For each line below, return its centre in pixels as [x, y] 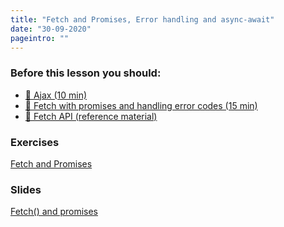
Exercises [35, 142]
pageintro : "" [40, 38]
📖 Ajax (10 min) [56, 95]
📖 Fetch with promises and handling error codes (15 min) [141, 105]
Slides [26, 189]
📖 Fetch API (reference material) [91, 116]
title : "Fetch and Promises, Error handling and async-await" [142, 19]
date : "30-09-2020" [51, 29]
